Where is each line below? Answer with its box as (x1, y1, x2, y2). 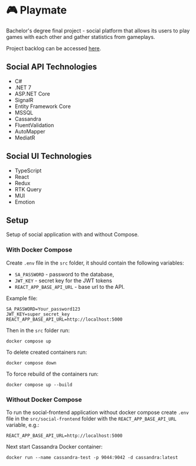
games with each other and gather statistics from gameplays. (6, 33, 155, 40)
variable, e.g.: (6, 421, 40, 428)
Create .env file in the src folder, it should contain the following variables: (6, 259, 184, 266)
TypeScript (14, 167, 42, 174)
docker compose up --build (6, 382, 73, 387)
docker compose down (6, 360, 57, 366)
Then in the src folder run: (6, 327, 70, 334)
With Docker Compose (6, 246, 73, 254)
